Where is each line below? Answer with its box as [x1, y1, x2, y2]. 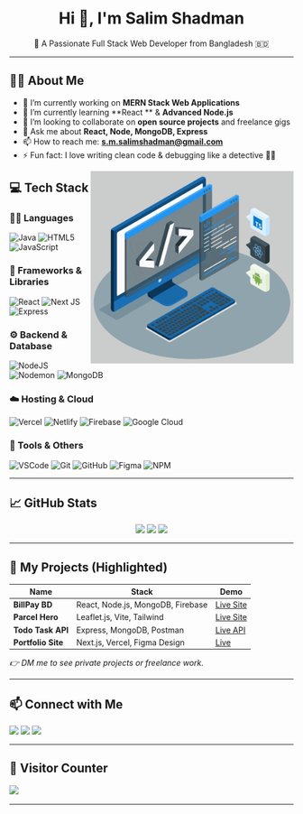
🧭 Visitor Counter [9, 761, 108, 776]
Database [9, 339, 52, 352]
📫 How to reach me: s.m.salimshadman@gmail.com [22, 135, 224, 147]
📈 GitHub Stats [9, 495, 97, 511]
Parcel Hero [13, 612, 59, 623]
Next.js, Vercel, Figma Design [76, 636, 185, 648]
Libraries [9, 275, 50, 288]
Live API [215, 624, 246, 635]
